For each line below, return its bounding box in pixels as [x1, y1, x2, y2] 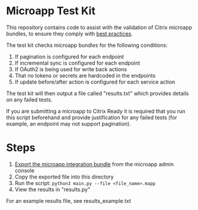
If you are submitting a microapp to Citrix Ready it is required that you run [6, 107, 186, 114]
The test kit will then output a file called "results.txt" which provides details [6, 90, 189, 97]
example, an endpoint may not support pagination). [6, 120, 132, 127]
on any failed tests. [6, 96, 53, 103]
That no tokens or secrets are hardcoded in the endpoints [14, 72, 156, 79]
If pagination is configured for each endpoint [14, 53, 124, 60]
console [14, 167, 34, 174]
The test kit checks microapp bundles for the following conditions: [6, 42, 168, 49]
